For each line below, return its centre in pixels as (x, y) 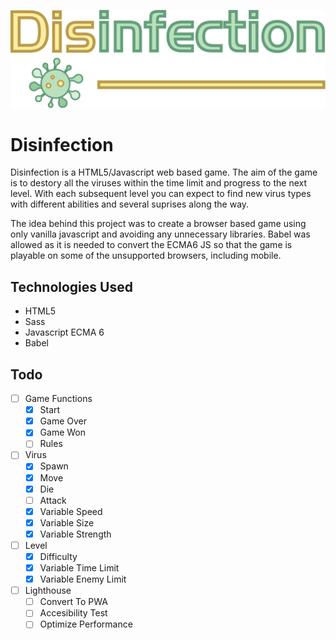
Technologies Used (71, 286)
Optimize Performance (86, 624)
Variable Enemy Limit (83, 579)
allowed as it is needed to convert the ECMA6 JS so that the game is (151, 245)
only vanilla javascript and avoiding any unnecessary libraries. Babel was (160, 234)
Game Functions (58, 399)
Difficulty (58, 556)
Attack (53, 500)
